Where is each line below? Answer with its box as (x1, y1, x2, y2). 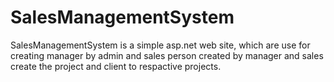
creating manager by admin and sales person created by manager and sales (10, 49, 324, 61)
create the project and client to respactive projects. (10, 60, 222, 72)
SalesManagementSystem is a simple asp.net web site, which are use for (10, 39, 311, 51)
